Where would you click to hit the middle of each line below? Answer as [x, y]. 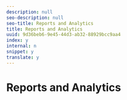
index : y [17, 40]
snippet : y [20, 52]
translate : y [23, 57]
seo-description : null [35, 18]
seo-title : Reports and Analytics [50, 23]
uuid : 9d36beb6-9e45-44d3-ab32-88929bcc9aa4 [63, 35]
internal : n [21, 46]
